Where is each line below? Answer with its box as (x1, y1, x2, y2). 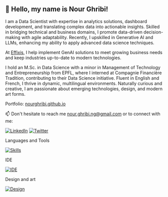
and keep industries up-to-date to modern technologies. (5, 55, 121, 61)
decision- (143, 29, 163, 35)
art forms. (5, 91, 26, 97)
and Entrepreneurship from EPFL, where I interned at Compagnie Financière (5, 70, 162, 76)
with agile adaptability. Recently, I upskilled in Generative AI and (21, 34, 153, 40)
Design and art (5, 176, 36, 182)
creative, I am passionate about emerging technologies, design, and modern (5, 86, 163, 92)
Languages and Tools (5, 137, 50, 143)
